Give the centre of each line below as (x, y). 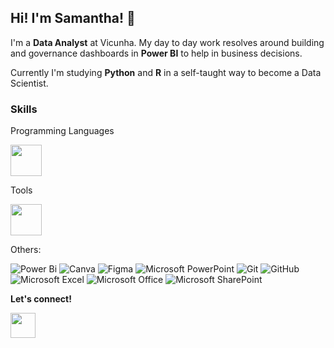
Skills (24, 109)
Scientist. (29, 83)
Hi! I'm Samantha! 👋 (73, 18)
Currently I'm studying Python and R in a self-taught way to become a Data (166, 72)
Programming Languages (62, 131)
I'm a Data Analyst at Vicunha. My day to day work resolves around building (167, 42)
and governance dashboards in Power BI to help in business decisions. (156, 53)
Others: (26, 250)
